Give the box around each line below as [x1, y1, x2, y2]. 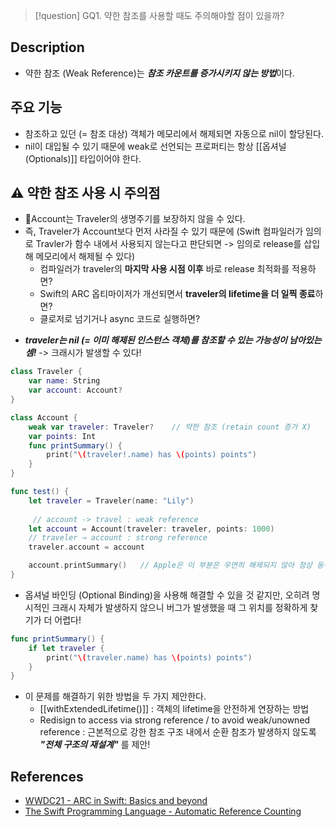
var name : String [28, 376, 101, 386]
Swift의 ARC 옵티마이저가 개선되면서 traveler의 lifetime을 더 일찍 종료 [39, 288, 316, 300]
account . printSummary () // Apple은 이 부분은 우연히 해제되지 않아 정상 [28, 560, 313, 571]
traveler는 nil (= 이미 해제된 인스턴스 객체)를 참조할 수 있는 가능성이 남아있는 [24, 334, 322, 346]
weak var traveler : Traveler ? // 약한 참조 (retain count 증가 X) [28, 422, 312, 432]
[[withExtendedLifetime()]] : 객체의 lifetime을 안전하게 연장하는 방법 [39, 703, 310, 715]
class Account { [10, 412, 78, 423]
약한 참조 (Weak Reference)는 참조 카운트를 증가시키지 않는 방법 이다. [24, 67, 295, 79]
